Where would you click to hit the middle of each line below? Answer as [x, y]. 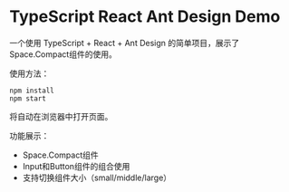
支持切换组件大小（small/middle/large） [97, 178]
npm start [28, 98]
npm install [32, 91]
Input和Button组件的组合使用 [76, 166]
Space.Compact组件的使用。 [63, 54]
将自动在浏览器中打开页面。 [61, 116]
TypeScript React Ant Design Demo [145, 17]
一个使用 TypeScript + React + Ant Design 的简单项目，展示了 [125, 43]
